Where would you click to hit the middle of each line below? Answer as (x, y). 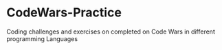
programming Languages (42, 38)
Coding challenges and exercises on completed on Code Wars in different (111, 32)
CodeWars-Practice (64, 13)
